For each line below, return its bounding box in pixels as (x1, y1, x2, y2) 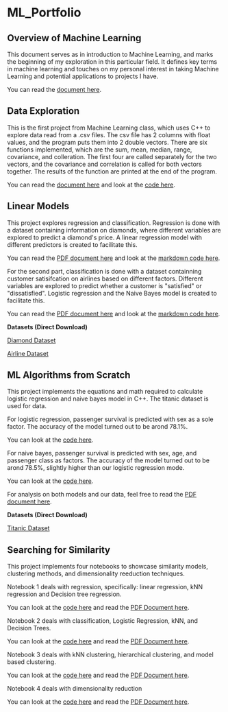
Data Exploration (7, 105, 80, 117)
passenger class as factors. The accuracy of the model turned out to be (7, 456, 210, 464)
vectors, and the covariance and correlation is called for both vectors (7, 160, 202, 168)
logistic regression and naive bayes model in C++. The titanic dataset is (7, 394, 209, 403)
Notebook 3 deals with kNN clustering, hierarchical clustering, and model (7, 650, 214, 659)
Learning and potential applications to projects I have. (7, 72, 159, 80)
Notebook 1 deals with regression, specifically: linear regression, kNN (7, 583, 203, 591)
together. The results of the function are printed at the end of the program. (7, 167, 217, 176)
